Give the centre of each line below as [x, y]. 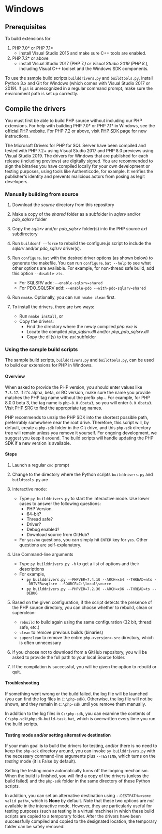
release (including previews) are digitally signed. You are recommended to [79, 161]
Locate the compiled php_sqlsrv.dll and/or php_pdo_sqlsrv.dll [88, 332]
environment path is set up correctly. [42, 94]
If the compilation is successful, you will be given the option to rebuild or [84, 666]
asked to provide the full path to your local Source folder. [69, 657]
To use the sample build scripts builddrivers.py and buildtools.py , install [79, 78]
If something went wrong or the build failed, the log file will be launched [76, 694]
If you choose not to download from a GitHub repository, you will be [80, 652]
